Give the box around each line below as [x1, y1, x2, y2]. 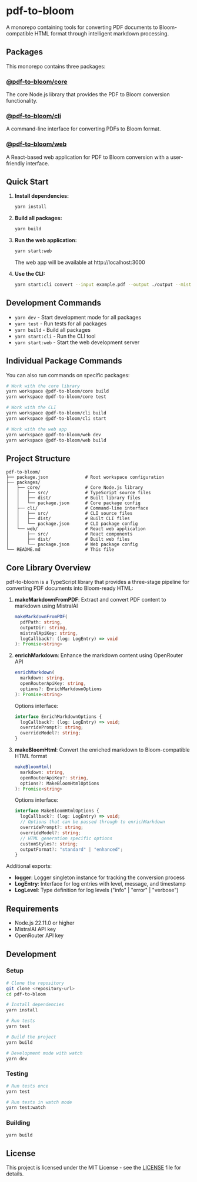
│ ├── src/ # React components [6, 531, 133, 537]
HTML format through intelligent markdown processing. [34, 30, 169, 37]
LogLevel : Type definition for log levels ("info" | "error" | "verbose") [14, 887, 179, 894]
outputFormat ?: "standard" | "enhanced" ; [20, 846, 123, 853]
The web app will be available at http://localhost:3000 [14, 259, 145, 266]
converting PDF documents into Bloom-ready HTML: [6, 585, 133, 592]
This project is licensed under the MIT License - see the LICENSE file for [6, 1164, 181, 1171]
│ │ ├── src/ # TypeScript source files [6, 490, 151, 496]
